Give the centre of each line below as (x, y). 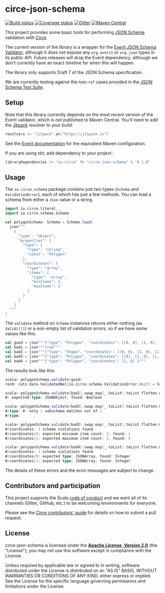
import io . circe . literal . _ (33, 209)
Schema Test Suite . (25, 87)
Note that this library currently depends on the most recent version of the (79, 114)
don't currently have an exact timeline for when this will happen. (70, 63)
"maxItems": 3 (46, 286)
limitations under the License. (35, 586)
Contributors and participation (53, 486)
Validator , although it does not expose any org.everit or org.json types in (80, 52)
